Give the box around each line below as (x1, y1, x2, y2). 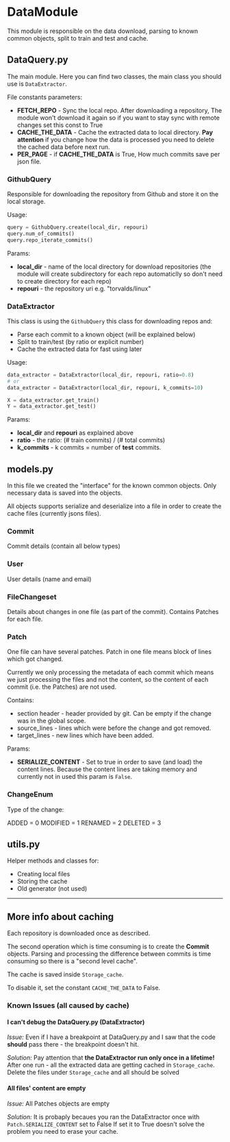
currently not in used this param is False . (16, 773, 133, 781)
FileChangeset (7, 592, 57, 602)
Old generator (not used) (16, 884, 88, 893)
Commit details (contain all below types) (7, 542, 121, 550)
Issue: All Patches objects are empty (7, 1099, 110, 1108)
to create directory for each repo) (16, 277, 112, 285)
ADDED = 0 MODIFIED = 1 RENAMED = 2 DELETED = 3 (7, 819, 162, 827)
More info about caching (7, 911, 114, 922)
